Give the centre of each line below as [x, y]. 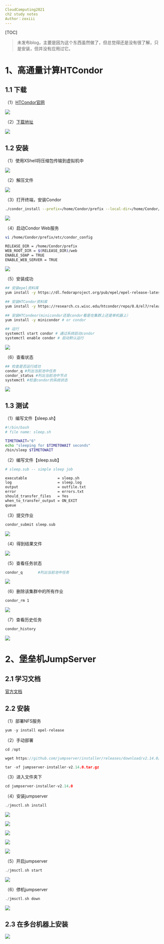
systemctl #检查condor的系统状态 [36, 380]
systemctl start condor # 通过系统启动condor [50, 334]
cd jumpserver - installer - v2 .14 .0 [39, 786]
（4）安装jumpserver [26, 796]
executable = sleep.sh [42, 478]
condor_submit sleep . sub [30, 524]
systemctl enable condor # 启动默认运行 [44, 338]
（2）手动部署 [19, 740]
